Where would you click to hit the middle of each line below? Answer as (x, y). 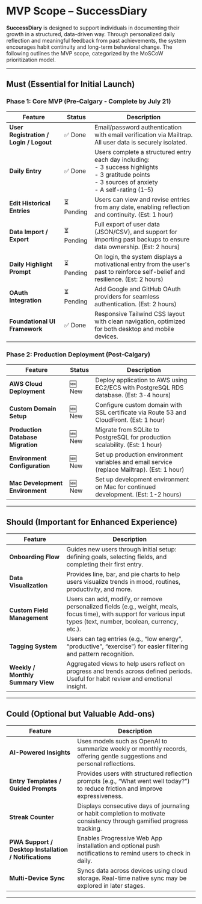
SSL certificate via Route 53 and (141, 412)
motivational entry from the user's (142, 264)
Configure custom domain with (139, 404)
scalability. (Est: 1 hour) (129, 445)
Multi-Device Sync (37, 878)
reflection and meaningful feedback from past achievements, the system (96, 40)
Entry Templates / (35, 781)
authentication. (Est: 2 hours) (135, 304)
